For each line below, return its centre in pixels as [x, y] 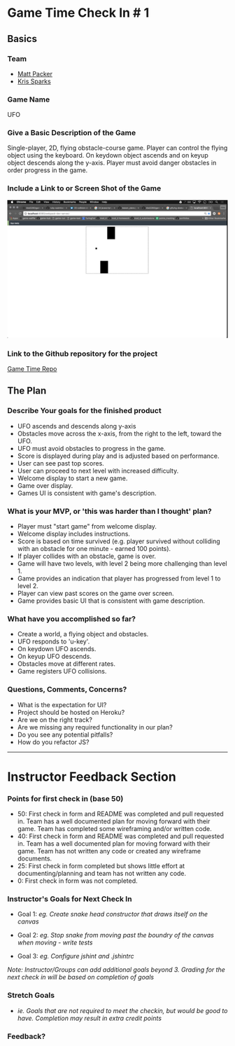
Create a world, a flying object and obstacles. [83, 634]
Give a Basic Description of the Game [72, 133]
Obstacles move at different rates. [66, 664]
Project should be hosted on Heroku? [71, 712]
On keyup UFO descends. [55, 657]
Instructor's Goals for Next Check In [70, 899]
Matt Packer [35, 74]
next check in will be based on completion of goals [81, 977]
